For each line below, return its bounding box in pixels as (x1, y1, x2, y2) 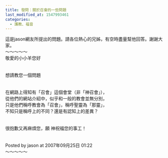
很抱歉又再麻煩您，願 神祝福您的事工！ (5, 125, 87, 132)
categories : (5, 17, 30, 22)
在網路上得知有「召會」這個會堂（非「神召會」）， (5, 89, 107, 95)
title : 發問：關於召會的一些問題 (5, 7, 67, 13)
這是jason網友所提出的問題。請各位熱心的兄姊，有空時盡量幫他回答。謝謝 (5, 36, 158, 42)
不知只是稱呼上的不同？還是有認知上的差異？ (5, 108, 99, 114)
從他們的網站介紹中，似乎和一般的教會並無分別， (5, 96, 107, 102)
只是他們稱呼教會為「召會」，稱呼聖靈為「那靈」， (5, 102, 107, 108)
